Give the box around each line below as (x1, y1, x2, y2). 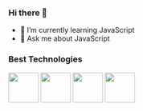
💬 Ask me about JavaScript (19, 34, 110, 43)
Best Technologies (8, 54, 83, 65)
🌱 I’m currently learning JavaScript (19, 26, 135, 35)
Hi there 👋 (8, 7, 48, 18)
